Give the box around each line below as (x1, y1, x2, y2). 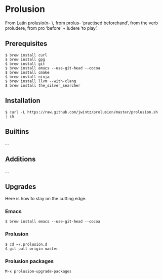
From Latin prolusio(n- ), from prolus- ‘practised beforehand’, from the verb (5, 20, 158, 26)
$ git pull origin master (5, 246, 58, 251)
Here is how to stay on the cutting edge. (5, 196, 87, 201)
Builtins (5, 127, 29, 136)
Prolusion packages (5, 258, 54, 265)
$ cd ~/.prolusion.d (5, 242, 48, 247)
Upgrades (5, 182, 36, 191)
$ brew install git (5, 61, 45, 66)
